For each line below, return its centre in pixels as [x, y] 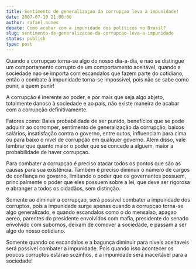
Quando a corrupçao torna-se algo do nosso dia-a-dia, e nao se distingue [95, 61]
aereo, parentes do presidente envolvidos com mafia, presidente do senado [97, 218]
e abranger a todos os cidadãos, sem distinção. [63, 188]
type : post [19, 45]
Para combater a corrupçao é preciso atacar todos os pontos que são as [94, 163]
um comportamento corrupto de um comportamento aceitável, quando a [94, 67]
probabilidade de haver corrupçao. [48, 152]
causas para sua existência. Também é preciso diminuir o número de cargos [98, 169]
